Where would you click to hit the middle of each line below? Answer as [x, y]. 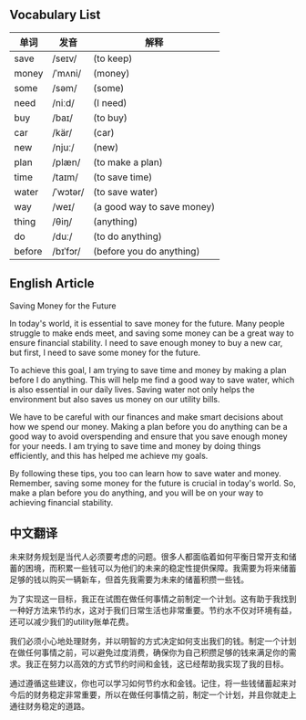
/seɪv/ [65, 58]
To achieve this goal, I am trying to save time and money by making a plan [148, 370]
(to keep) [113, 58]
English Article [52, 283]
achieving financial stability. [61, 502]
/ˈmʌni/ [67, 73]
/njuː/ [63, 147]
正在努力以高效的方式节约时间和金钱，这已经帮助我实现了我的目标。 [161, 664]
